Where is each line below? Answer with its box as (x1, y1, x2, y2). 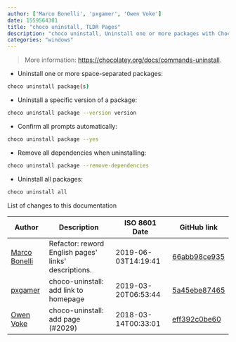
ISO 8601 (124, 217, 157, 227)
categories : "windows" (7, 37, 74, 44)
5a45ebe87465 (171, 285, 225, 295)
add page (48, 314, 81, 324)
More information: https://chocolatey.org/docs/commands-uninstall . (24, 56, 222, 64)
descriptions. (48, 265, 93, 274)
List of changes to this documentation (7, 201, 117, 210)
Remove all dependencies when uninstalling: (17, 148, 147, 157)
